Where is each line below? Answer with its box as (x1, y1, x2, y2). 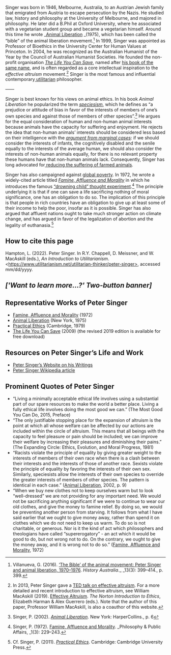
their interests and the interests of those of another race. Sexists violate (12, 460, 163, 466)
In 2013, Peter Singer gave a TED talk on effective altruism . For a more (12, 582, 160, 588)
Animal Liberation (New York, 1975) (12, 318, 87, 324)
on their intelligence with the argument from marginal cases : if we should (5, 134, 159, 140)
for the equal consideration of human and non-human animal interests (5, 118, 152, 124)
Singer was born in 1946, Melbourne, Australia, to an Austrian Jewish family (5, 5, 164, 10)
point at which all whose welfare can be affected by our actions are (12, 422, 154, 429)
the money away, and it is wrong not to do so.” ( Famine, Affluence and (12, 542, 160, 548)
